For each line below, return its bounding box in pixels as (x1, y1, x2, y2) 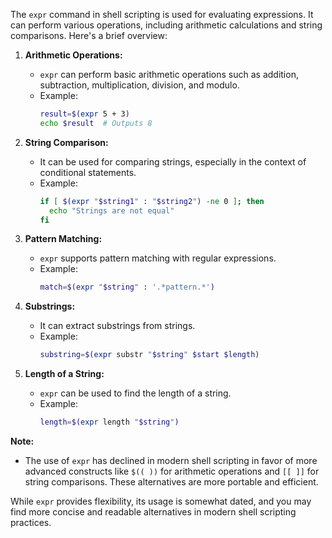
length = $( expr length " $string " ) (39, 417, 180, 428)
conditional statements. (39, 166, 137, 178)
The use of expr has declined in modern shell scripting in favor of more (24, 455, 318, 466)
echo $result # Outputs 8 (39, 118, 153, 128)
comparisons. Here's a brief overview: (10, 30, 168, 41)
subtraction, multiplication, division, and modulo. (39, 79, 240, 91)
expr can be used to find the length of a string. (39, 387, 232, 399)
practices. (10, 517, 52, 528)
